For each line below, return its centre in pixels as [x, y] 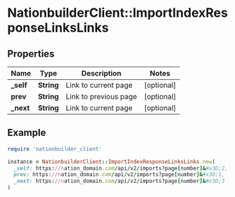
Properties [31, 54]
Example [27, 133]
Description [101, 73]
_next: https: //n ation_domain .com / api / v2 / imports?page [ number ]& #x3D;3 [119, 181]
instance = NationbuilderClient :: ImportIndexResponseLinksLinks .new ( [112, 162]
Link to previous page [101, 96]
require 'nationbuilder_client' [55, 149]
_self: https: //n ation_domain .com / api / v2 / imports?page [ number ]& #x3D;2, [121, 168]
